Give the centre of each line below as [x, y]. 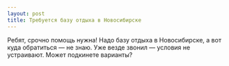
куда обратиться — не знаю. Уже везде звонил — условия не [99, 47]
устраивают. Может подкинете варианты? [70, 55]
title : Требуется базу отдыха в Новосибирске [74, 20]
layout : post [26, 14]
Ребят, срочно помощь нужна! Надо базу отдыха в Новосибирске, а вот [114, 40]
